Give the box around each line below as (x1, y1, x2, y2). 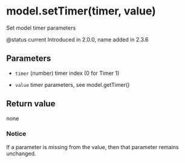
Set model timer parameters (6, 24, 76, 31)
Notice (6, 130, 27, 138)
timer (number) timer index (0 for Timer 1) (15, 69, 120, 77)
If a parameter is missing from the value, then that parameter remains (6, 143, 179, 150)
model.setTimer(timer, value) (6, 4, 156, 18)
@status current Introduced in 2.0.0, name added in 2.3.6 (6, 36, 149, 43)
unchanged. (6, 150, 36, 157)
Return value (6, 98, 56, 109)
